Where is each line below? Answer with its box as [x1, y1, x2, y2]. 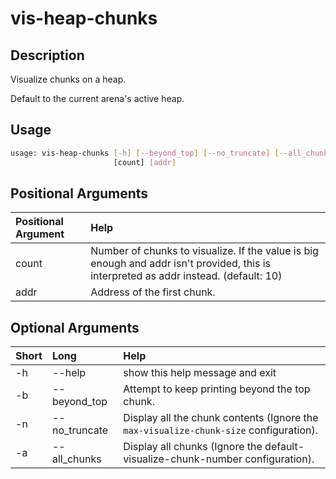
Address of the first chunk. [90, 285, 216, 299]
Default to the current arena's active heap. [10, 93, 185, 104]
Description [10, 47, 85, 64]
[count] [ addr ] [113, 157, 177, 167]
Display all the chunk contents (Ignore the [123, 411, 319, 425]
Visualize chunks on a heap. [10, 73, 127, 85]
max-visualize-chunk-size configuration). [123, 423, 319, 437]
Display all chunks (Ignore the [123, 440, 263, 454]
